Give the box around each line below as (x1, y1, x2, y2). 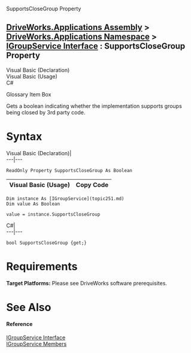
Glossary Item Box (6, 90, 51, 98)
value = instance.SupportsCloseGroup (6, 211, 101, 218)
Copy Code (75, 180, 109, 189)
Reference (6, 321, 33, 328)
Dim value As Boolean (6, 201, 60, 207)
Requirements (6, 260, 78, 273)
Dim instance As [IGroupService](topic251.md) (6, 195, 125, 201)
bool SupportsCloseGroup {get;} (6, 240, 87, 246)
